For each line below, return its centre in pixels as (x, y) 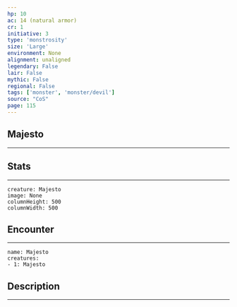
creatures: (23, 258)
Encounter (31, 229)
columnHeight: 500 (34, 202)
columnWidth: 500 (33, 208)
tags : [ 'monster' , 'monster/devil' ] (61, 92)
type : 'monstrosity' (38, 40)
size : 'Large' (28, 47)
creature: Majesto (34, 189)
